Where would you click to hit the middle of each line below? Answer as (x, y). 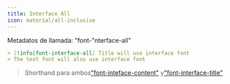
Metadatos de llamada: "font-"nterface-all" (69, 40)
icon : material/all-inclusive (52, 20)
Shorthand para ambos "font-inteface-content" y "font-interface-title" (123, 73)
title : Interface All (39, 14)
